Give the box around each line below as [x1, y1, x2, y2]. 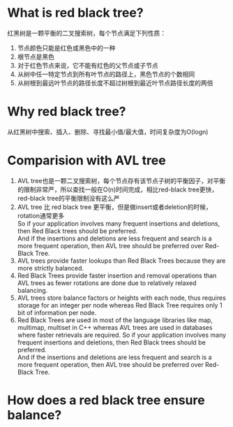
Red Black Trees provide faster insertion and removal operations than [17, 271, 217, 280]
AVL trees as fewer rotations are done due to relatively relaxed [17, 278, 197, 287]
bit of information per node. [17, 308, 97, 317]
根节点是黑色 [17, 52, 54, 61]
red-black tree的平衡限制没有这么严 [17, 194, 120, 202]
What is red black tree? [7, 5, 144, 21]
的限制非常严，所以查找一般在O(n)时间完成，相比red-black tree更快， [17, 185, 218, 194]
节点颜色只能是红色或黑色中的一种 [17, 43, 116, 52]
